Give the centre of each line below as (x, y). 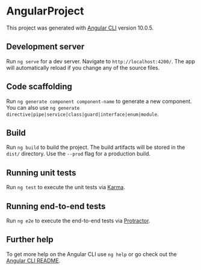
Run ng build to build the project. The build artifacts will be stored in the (96, 147)
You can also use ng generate (43, 107)
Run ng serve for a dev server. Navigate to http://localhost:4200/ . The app (101, 61)
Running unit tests (41, 173)
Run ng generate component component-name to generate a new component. (99, 101)
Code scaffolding (39, 86)
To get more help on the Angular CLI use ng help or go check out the (91, 254)
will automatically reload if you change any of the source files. (83, 67)
